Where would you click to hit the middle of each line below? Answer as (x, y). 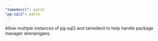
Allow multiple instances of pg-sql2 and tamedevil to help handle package (79, 28)
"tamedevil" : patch (25, 10)
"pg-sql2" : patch (23, 14)
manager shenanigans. (28, 33)
